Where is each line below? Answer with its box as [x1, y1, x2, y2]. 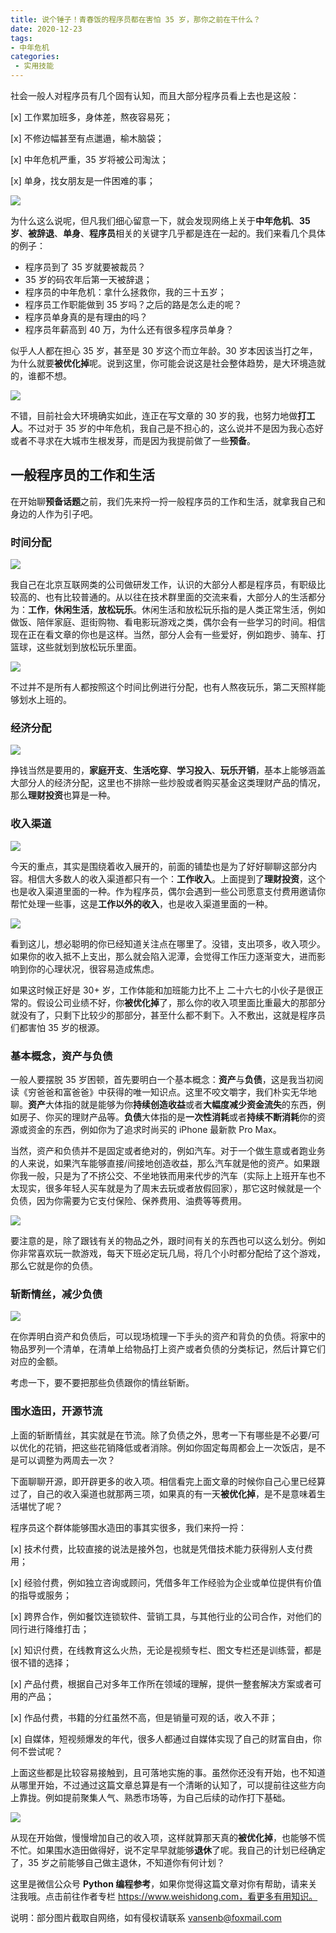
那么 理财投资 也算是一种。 [10, 789, 116, 801]
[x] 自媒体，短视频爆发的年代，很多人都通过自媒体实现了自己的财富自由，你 [10, 1732, 322, 1745]
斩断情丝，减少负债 [10, 1287, 103, 1301]
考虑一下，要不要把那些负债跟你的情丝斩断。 [10, 1377, 195, 1389]
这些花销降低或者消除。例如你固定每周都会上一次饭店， [79, 1441, 308, 1453]
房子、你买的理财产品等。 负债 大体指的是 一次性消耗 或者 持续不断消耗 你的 [18, 1111, 317, 1123]
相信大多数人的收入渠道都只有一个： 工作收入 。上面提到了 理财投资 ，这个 [27, 872, 326, 885]
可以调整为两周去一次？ [18, 1454, 116, 1466]
